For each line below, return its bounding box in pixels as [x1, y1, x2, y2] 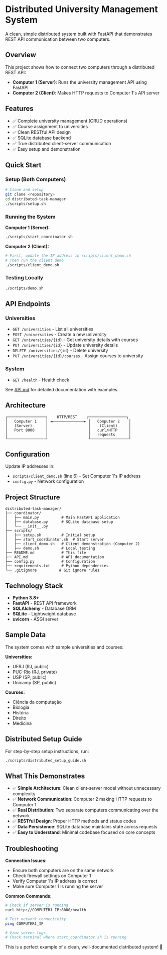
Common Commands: [5, 893, 52, 899]
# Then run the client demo [5, 258, 64, 263]
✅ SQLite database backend [12, 135, 71, 141]
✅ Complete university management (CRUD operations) [12, 118, 128, 124]
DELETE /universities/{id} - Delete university [12, 348, 108, 354]
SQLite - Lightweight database [12, 610, 76, 616]
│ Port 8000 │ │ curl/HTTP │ [5, 428, 131, 433]
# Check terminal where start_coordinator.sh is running [5, 935, 127, 940]
